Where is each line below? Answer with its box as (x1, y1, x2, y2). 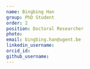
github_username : (6, 53, 49, 59)
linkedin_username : (6, 43, 55, 49)
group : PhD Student (6, 14, 55, 20)
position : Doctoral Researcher (6, 25, 84, 32)
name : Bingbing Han (6, 8, 55, 15)
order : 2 (6, 20, 28, 26)
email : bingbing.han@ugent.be (6, 37, 82, 43)
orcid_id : (6, 48, 31, 54)
